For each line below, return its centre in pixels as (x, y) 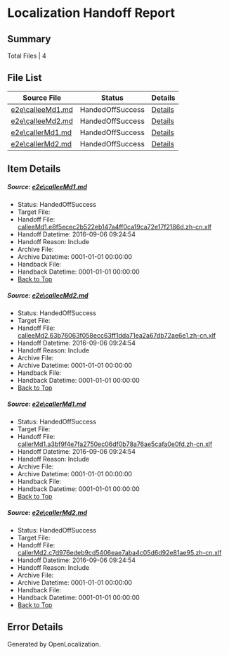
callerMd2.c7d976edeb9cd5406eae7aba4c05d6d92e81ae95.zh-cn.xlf (119, 553)
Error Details (35, 627)
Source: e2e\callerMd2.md (47, 512)
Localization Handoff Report (91, 13)
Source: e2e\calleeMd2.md (48, 295)
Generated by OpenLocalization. (54, 644)
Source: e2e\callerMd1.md (47, 404)
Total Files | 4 (27, 56)
